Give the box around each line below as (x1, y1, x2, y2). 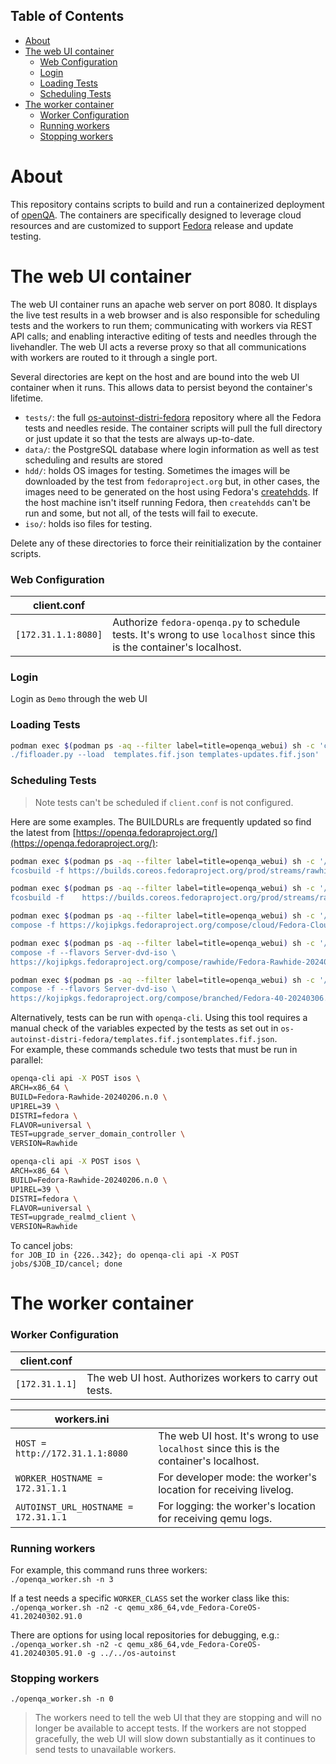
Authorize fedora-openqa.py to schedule (112, 615, 301, 629)
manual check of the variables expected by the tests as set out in (10, 1022, 279, 1034)
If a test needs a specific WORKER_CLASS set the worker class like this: (10, 1592, 290, 1604)
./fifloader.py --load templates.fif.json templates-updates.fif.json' (10, 750, 320, 760)
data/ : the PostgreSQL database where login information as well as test (24, 443, 320, 455)
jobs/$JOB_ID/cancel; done (10, 1259, 123, 1269)
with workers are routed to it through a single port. (10, 351, 218, 363)
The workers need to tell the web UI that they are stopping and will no (34, 1712, 322, 1724)
